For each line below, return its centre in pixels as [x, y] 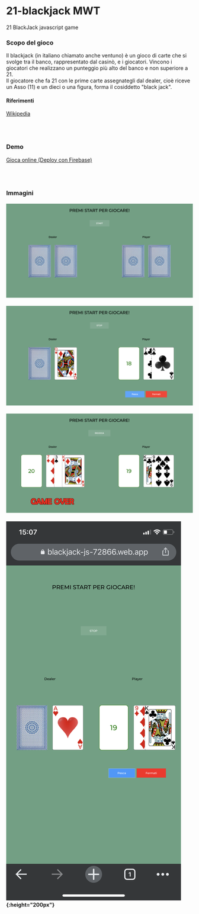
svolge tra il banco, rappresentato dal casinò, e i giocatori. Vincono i [89, 62]
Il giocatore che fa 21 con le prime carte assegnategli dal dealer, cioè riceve [98, 81]
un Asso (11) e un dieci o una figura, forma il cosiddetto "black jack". [89, 87]
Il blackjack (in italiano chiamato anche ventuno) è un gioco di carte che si [97, 56]
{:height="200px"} [31, 905]
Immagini [20, 193]
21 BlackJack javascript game [42, 27]
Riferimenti [20, 100]
